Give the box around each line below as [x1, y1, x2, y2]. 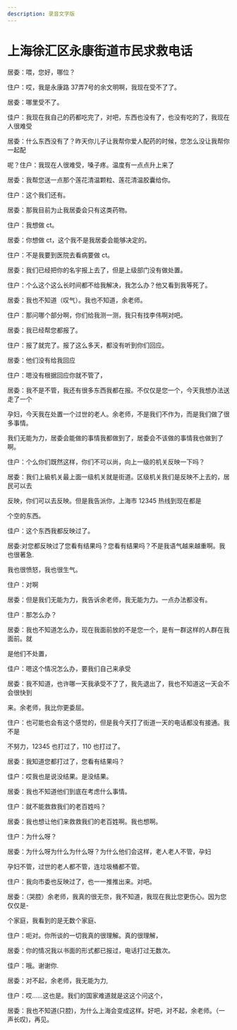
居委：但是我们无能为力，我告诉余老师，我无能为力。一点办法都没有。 [7, 595, 212, 604]
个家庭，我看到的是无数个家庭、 [7, 916, 100, 925]
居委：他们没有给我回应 [7, 356, 75, 364]
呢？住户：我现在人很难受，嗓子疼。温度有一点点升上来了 [7, 160, 174, 169]
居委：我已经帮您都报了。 [7, 326, 82, 334]
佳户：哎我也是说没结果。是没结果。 [7, 772, 113, 780]
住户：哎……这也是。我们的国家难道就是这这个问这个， [7, 991, 167, 1000]
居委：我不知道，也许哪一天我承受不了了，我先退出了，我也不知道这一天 [7, 679, 217, 688]
